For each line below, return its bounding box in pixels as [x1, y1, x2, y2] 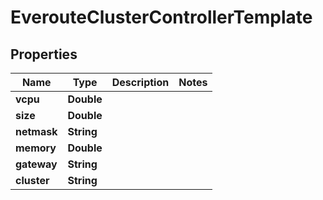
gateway [15, 157, 58, 171]
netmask [15, 125, 58, 138]
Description [111, 76, 170, 89]
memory [15, 141, 57, 155]
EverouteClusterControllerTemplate [10, 6, 313, 29]
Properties [10, 46, 78, 63]
